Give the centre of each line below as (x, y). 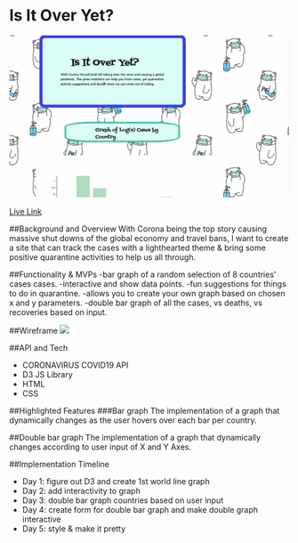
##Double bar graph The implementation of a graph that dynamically (135, 437)
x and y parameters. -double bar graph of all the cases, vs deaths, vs (136, 303)
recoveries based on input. (58, 312)
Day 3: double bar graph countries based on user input (123, 500)
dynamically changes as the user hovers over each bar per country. (133, 420)
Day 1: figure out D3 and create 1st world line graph (116, 481)
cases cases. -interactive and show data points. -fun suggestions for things (148, 284)
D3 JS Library (47, 374)
